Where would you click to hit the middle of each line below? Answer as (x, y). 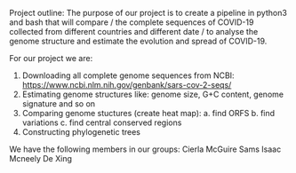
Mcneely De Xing (41, 158)
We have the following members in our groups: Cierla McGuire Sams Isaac (145, 149)
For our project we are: (51, 58)
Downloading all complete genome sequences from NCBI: (128, 75)
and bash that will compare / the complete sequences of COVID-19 (132, 22)
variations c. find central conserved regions (102, 122)
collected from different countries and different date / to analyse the (134, 31)
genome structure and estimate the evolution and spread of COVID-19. (138, 41)
